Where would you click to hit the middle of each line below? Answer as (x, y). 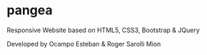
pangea (30, 10)
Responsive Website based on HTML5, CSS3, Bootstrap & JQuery (103, 30)
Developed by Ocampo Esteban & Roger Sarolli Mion (84, 44)
